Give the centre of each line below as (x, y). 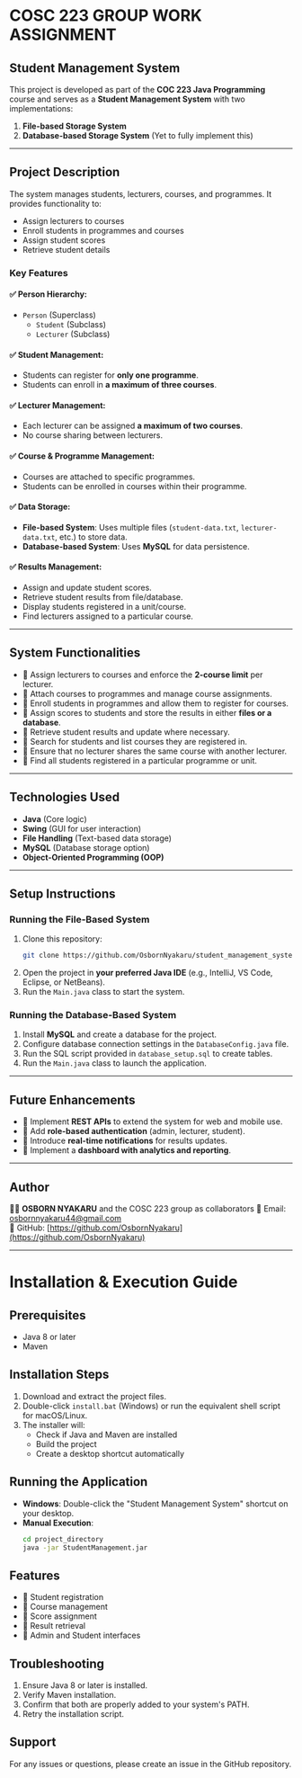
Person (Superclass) (59, 315)
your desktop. (48, 1513)
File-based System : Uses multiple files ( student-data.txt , (131, 527)
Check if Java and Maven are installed (107, 1434)
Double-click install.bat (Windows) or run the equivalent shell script (151, 1406)
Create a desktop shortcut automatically (110, 1453)
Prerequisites (48, 1315)
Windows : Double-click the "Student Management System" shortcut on (155, 1504)
